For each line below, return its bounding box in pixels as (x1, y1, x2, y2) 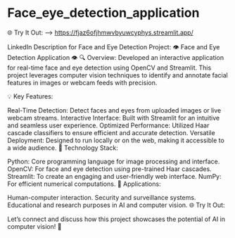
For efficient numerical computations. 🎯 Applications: (7, 180, 161, 188)
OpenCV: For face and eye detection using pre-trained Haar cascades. (7, 164, 212, 173)
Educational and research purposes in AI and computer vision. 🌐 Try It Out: (7, 201, 225, 209)
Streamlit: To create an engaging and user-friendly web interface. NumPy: (7, 172, 222, 180)
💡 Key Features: (7, 92, 53, 100)
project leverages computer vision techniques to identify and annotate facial (7, 70, 229, 79)
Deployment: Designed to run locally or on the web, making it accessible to (7, 136, 225, 144)
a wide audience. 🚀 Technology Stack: (7, 143, 118, 152)
